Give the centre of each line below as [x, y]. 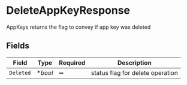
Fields [18, 46]
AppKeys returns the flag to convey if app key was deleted [79, 27]
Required [72, 62]
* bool [45, 72]
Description [134, 62]
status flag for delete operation [134, 72]
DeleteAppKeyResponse [68, 10]
